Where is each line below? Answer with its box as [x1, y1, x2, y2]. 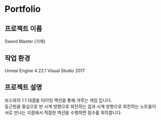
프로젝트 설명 [4, 83, 42, 92]
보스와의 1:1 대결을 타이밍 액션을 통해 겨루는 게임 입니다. [4, 97, 112, 103]
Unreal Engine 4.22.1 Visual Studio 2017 [4, 68, 85, 74]
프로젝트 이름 [4, 24, 42, 33]
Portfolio [4, 3, 41, 15]
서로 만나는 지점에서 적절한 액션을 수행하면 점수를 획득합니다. [4, 110, 122, 116]
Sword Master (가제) [4, 39, 45, 44]
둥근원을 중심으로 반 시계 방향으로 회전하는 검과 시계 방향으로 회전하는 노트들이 [4, 103, 157, 109]
